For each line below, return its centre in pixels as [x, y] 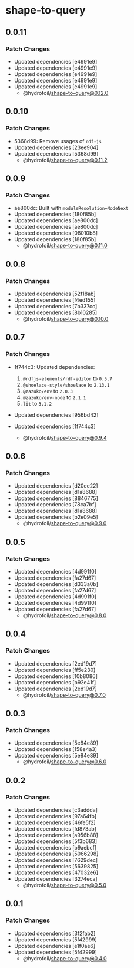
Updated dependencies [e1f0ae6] [55, 946]
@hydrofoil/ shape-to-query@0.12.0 [66, 93]
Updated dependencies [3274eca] [56, 879]
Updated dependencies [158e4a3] [56, 749]
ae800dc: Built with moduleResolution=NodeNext [71, 208]
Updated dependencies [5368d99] [56, 153]
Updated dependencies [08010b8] [56, 233]
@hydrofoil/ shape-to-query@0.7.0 [64, 695]
